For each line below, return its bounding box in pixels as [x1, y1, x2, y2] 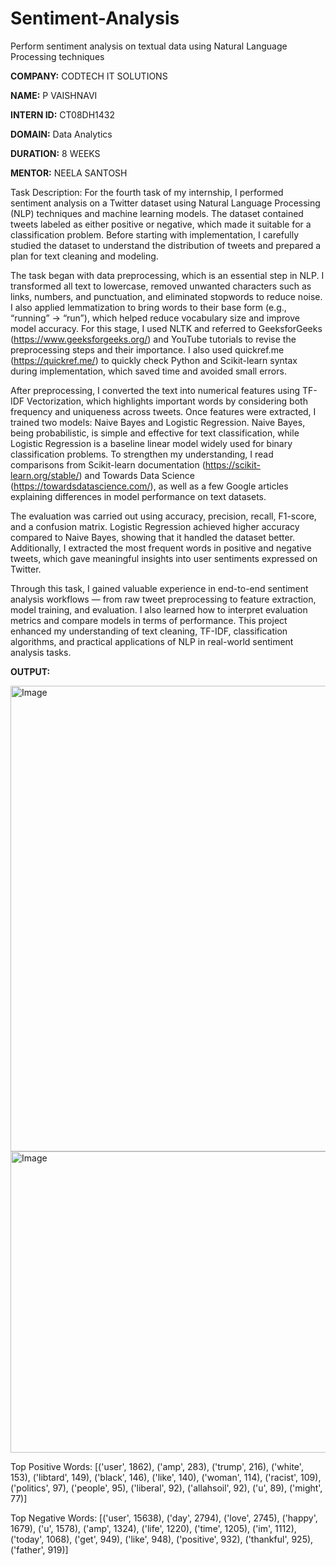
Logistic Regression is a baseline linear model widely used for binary [10, 437, 293, 449]
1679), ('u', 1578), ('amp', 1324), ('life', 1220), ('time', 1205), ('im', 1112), [10, 1522, 297, 1534]
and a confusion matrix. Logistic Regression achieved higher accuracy [10, 520, 300, 532]
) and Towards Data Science [78, 469, 195, 481]
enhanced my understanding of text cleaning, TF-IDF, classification [10, 625, 288, 637]
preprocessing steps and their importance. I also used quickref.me [10, 343, 285, 356]
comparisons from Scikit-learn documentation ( [10, 458, 206, 471]
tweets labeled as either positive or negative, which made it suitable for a [10, 218, 312, 230]
